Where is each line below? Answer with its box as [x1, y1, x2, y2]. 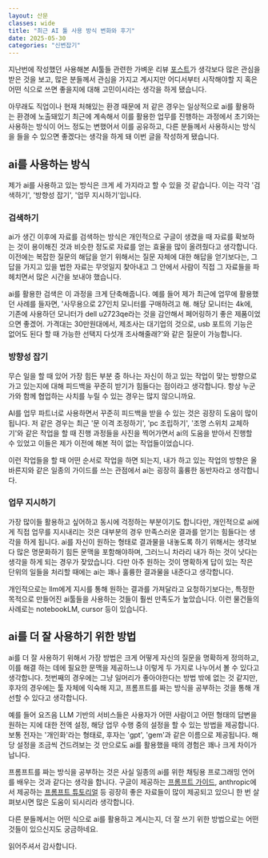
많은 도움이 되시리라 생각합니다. [35, 797, 134, 807]
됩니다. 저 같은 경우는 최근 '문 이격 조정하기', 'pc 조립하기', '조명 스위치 [8, 418, 228, 427]
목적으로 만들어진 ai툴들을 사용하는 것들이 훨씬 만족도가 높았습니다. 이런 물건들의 [8, 594, 260, 604]
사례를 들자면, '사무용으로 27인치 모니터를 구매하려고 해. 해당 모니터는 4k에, [16, 299, 254, 309]
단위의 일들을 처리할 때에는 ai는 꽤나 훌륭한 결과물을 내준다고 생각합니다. [8, 567, 234, 577]
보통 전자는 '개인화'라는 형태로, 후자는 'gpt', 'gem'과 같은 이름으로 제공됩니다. [8, 730, 250, 739]
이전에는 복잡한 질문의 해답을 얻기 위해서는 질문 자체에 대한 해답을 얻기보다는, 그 [8, 252, 258, 261]
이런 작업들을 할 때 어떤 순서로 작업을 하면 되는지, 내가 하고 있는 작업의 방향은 [8, 455, 250, 465]
